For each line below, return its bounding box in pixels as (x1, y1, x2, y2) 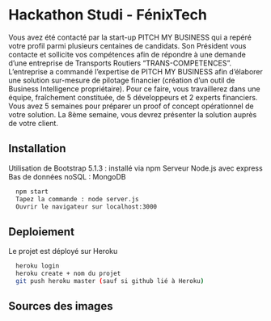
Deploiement (8, 225, 75, 239)
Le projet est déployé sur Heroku (8, 247, 118, 256)
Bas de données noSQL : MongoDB (8, 171, 126, 181)
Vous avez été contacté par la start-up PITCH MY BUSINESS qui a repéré (8, 32, 252, 42)
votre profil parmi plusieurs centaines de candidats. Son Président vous (8, 40, 247, 50)
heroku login (15, 262, 60, 270)
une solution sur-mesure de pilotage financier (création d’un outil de (8, 75, 235, 85)
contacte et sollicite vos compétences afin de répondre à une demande (8, 49, 247, 59)
